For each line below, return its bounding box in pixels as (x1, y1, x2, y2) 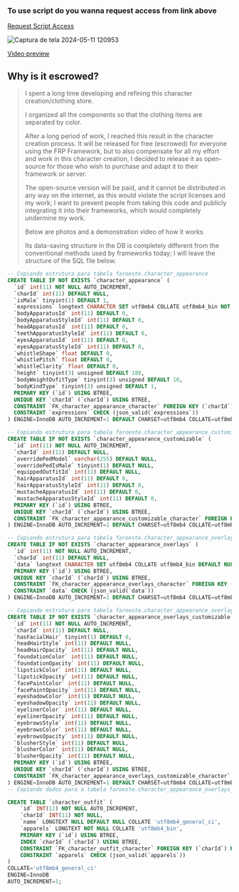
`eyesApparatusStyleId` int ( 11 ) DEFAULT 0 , (14, 343, 144, 351)
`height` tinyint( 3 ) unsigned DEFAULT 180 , (14, 370, 144, 377)
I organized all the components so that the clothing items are (24, 110, 203, 119)
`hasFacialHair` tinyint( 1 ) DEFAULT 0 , (14, 633, 132, 641)
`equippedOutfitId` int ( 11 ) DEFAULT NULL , (14, 469, 142, 476)
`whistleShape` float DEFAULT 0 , (14, 350, 113, 357)
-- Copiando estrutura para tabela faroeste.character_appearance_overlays (7, 534, 237, 541)
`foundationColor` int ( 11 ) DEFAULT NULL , (14, 653, 139, 660)
